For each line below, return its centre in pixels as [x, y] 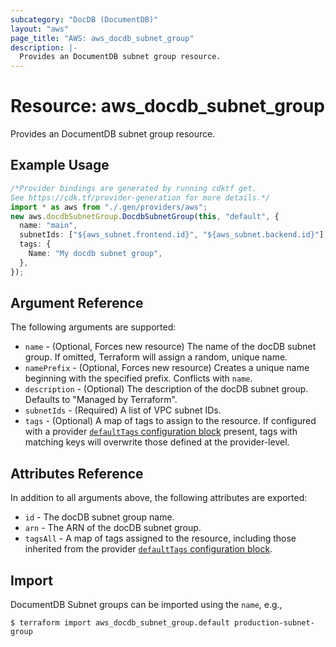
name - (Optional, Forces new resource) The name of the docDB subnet [170, 347]
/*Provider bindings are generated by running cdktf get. [133, 188]
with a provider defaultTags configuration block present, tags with [161, 432]
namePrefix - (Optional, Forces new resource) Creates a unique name [167, 368]
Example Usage [60, 165]
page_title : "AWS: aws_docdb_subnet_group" [102, 38]
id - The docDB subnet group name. [99, 517]
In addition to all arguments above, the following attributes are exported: [159, 498]
